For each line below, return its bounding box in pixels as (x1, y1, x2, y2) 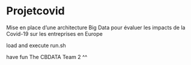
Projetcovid (6, 4, 65, 18)
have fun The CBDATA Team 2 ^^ (6, 53, 88, 60)
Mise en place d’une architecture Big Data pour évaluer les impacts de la (6, 24, 186, 31)
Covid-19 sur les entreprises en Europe (6, 30, 103, 37)
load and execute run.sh (6, 42, 66, 49)
